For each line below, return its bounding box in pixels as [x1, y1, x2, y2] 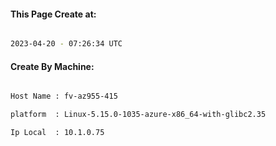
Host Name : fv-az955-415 [10, 91, 118, 102]
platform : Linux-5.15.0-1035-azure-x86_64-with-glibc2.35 [10, 110, 267, 120]
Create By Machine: [10, 60, 95, 72]
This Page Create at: [10, 8, 97, 20]
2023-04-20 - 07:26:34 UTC [10, 39, 123, 49]
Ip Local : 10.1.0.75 [10, 128, 105, 138]
